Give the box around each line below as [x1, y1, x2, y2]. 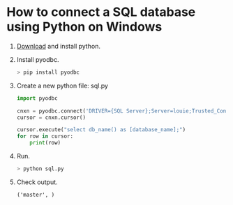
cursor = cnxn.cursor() [16, 114, 87, 121]
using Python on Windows [6, 19, 163, 35]
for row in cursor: [16, 133, 74, 140]
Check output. [16, 178, 58, 186]
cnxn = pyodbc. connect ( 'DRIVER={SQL [16, 107, 123, 115]
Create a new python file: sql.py [16, 81, 109, 90]
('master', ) [16, 191, 55, 198]
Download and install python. [16, 42, 100, 50]
